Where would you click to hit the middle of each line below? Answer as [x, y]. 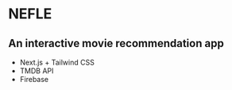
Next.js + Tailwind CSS [57, 62]
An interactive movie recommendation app [116, 43]
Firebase [34, 79]
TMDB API [37, 71]
